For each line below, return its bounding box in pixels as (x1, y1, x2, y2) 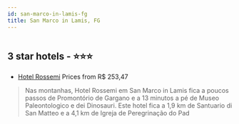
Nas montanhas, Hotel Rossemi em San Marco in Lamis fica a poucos (24, 86, 230, 95)
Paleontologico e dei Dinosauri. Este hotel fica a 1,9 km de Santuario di (24, 101, 233, 110)
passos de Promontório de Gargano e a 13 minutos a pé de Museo (24, 94, 220, 103)
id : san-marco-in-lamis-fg (7, 10, 88, 18)
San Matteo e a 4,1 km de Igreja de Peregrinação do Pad (24, 109, 190, 118)
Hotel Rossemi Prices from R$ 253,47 (17, 72, 128, 81)
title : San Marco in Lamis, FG (7, 17, 101, 24)
